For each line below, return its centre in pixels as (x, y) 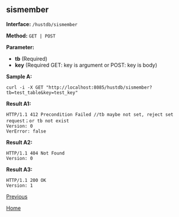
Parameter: (20, 47)
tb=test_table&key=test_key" (42, 92)
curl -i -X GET (25, 87)
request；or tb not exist (38, 121)
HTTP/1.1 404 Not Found (36, 153)
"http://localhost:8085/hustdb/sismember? (99, 87)
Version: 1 (20, 185)
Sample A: (19, 76)
